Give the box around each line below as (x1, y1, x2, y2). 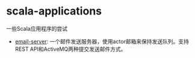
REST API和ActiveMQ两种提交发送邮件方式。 (14, 45, 126, 53)
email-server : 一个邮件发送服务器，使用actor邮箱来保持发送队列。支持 (14, 37, 190, 45)
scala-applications (6, 4, 102, 18)
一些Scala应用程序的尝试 (6, 25, 68, 32)
